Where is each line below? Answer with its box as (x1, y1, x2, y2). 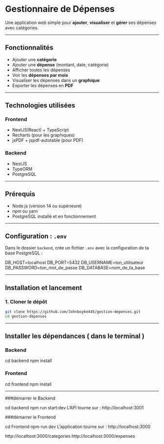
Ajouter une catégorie (12, 56, 57, 62)
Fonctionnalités (5, 44, 54, 52)
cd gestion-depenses (5, 314, 47, 319)
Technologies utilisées (5, 101, 76, 110)
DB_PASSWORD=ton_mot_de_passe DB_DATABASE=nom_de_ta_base (5, 265, 145, 271)
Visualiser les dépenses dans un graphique (12, 77, 100, 83)
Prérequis (5, 190, 36, 199)
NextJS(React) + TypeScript (12, 127, 69, 133)
